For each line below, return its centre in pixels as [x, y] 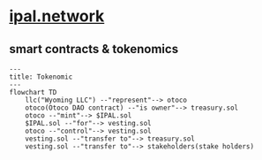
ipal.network [57, 16]
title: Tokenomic [41, 77]
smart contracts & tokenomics [94, 49]
